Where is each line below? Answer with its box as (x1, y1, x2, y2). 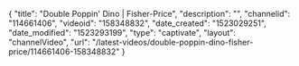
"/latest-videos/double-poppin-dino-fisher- (92, 37, 254, 47)
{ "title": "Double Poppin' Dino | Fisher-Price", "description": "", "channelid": (8, 9, 291, 19)
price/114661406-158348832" (8, 46, 120, 57)
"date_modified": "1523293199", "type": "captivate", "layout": (8, 28, 237, 37)
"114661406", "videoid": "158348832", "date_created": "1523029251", (8, 18, 267, 29)
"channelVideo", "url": (8, 37, 91, 47)
